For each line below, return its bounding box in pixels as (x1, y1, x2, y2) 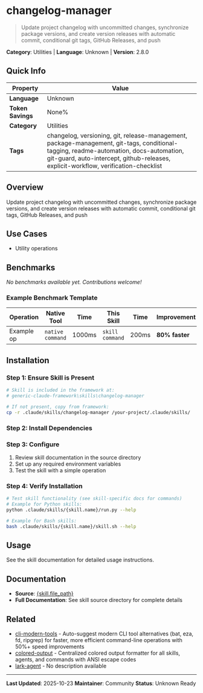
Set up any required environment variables (14, 460, 121, 467)
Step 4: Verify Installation (6, 481, 83, 490)
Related (6, 614, 36, 624)
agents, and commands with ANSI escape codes (14, 656, 137, 663)
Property (11, 84, 39, 92)
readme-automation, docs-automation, (71, 146, 184, 155)
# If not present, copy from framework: (6, 404, 110, 410)
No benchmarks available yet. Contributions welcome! (6, 278, 142, 286)
